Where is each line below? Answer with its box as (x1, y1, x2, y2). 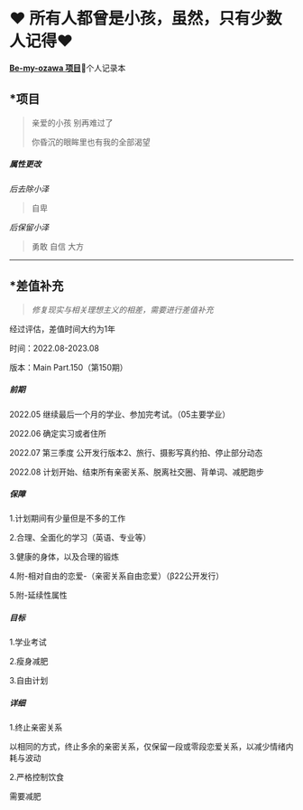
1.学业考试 (9, 636, 47, 647)
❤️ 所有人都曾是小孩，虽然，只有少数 (9, 8, 282, 29)
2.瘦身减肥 (9, 656, 49, 667)
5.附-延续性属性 (9, 589, 68, 601)
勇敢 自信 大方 (31, 240, 84, 251)
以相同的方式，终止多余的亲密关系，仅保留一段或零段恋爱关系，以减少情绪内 (9, 741, 294, 752)
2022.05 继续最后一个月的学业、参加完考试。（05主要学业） (9, 409, 231, 419)
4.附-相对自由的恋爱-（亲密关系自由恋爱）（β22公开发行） (9, 570, 224, 581)
